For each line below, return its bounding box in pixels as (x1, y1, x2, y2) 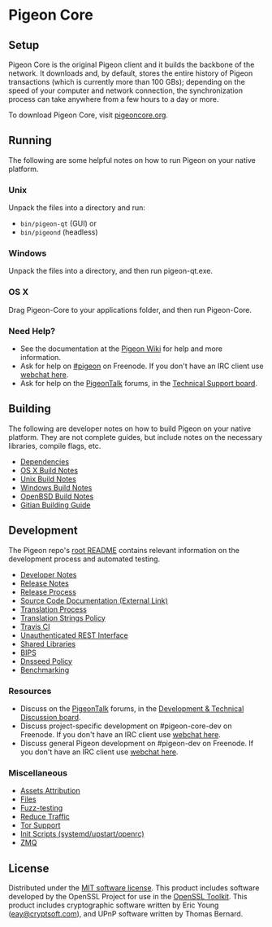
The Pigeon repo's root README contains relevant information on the (8, 545, 240, 555)
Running (8, 134, 53, 147)
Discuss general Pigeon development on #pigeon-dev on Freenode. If (19, 738, 254, 748)
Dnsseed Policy (19, 656, 73, 666)
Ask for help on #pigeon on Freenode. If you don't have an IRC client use (19, 361, 264, 371)
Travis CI (19, 622, 50, 631)
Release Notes (19, 578, 69, 588)
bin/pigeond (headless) (19, 227, 99, 237)
